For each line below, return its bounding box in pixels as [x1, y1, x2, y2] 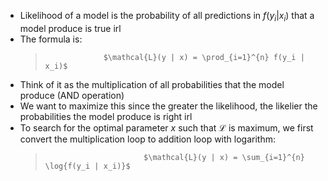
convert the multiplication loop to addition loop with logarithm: [19, 133, 276, 145]
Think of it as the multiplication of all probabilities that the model [19, 78, 285, 90]
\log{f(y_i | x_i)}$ [44, 161, 131, 171]
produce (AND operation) [19, 89, 125, 101]
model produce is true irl [19, 22, 122, 34]
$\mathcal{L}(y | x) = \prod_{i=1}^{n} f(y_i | [103, 52, 305, 62]
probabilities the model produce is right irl [19, 110, 193, 122]
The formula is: [19, 33, 83, 45]
